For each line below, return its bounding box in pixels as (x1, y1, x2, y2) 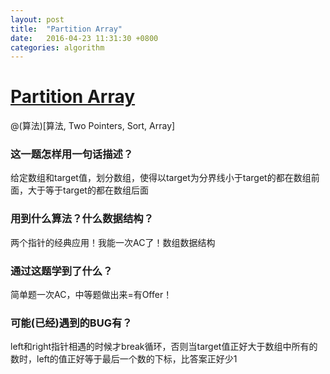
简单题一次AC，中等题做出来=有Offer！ (10, 289, 173, 301)
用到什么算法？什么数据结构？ (10, 212, 155, 226)
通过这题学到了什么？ (10, 264, 113, 278)
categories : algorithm (10, 42, 105, 53)
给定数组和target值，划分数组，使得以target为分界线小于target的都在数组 (10, 172, 312, 184)
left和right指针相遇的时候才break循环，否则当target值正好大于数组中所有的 (10, 341, 318, 353)
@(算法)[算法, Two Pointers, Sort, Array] (10, 120, 176, 132)
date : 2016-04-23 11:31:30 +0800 (10, 33, 159, 43)
